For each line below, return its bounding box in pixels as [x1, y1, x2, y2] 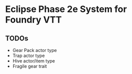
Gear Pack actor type [12, 47, 57, 53]
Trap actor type [12, 52, 45, 58]
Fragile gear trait [12, 63, 47, 69]
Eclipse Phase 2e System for [5, 3, 127, 15]
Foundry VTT [5, 14, 62, 25]
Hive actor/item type [12, 58, 55, 63]
